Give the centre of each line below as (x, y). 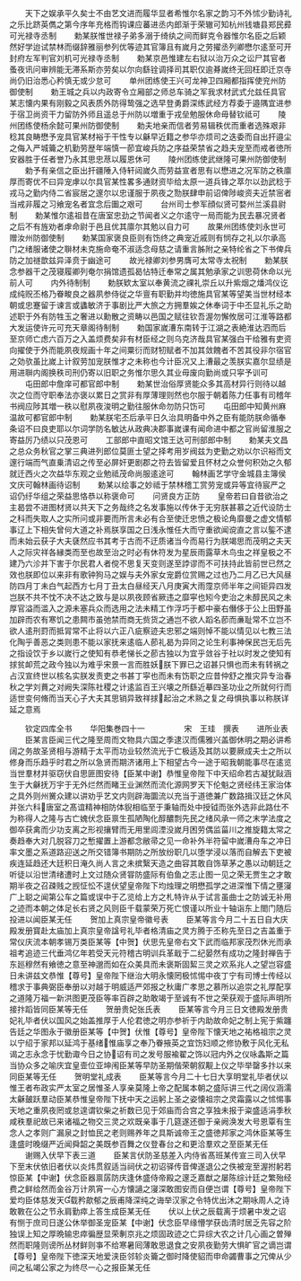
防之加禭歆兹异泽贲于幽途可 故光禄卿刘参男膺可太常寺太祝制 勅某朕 (149, 260)
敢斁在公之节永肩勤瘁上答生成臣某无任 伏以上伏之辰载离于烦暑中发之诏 (148, 1211)
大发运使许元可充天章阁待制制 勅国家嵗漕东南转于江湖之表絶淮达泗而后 (148, 327)
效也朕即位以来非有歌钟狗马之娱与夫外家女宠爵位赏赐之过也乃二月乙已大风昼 (150, 574)
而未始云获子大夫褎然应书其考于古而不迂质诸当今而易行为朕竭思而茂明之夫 (146, 541)
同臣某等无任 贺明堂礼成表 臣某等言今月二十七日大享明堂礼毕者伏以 (149, 1077)
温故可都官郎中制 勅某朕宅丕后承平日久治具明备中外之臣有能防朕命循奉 (148, 417)
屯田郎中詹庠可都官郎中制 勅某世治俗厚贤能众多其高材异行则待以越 (155, 384)
